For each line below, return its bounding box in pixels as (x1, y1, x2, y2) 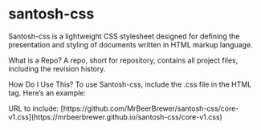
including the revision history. (8, 63, 106, 73)
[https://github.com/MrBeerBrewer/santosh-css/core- (60, 104, 239, 113)
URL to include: (8, 104, 59, 113)
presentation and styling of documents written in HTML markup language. (8, 39, 253, 49)
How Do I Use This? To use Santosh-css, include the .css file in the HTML (8, 79, 252, 89)
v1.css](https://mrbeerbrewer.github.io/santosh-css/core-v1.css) (8, 112, 222, 121)
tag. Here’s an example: (8, 87, 87, 97)
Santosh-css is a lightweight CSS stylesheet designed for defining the (8, 31, 240, 41)
